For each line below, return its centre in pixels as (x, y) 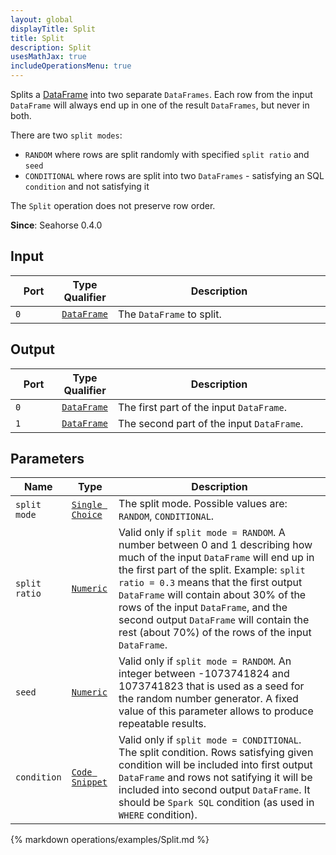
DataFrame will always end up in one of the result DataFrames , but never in (160, 105)
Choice (87, 515)
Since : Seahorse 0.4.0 (56, 225)
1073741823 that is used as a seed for (211, 686)
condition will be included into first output (215, 765)
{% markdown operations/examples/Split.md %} (110, 840)
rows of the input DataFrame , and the (203, 608)
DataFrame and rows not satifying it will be (215, 778)
